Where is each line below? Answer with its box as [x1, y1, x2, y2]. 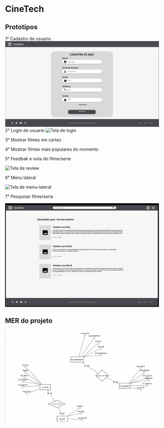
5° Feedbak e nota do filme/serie [5, 156, 71, 162]
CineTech [5, 3, 44, 15]
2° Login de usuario [5, 128, 45, 134]
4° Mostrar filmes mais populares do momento [5, 146, 99, 152]
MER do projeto [5, 316, 53, 325]
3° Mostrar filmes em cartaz [5, 137, 61, 143]
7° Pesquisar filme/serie [5, 194, 54, 199]
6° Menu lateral [5, 175, 36, 181]
